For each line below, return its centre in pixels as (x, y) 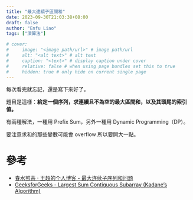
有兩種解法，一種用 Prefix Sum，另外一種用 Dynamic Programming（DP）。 (97, 122)
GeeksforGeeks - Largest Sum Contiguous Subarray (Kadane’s (91, 185)
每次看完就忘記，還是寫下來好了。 (48, 89)
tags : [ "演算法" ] (26, 34)
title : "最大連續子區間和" (36, 12)
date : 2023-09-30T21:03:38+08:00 (47, 17)
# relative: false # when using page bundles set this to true (91, 66)
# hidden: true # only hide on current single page (76, 72)
